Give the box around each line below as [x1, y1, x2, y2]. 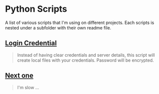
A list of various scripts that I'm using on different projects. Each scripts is [5, 20, 155, 25]
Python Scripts [5, 3, 67, 15]
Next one [5, 71, 33, 80]
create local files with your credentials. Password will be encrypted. [17, 57, 154, 63]
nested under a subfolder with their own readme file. [5, 24, 111, 30]
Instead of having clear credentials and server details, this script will [17, 52, 155, 58]
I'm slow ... [17, 84, 39, 90]
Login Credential [5, 39, 57, 47]
